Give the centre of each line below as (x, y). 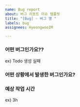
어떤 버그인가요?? (24, 50)
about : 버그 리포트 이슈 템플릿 (32, 14)
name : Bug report (23, 9)
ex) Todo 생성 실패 (23, 61)
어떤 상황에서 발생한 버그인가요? (40, 75)
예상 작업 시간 (20, 89)
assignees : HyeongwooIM (29, 28)
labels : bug (17, 23)
